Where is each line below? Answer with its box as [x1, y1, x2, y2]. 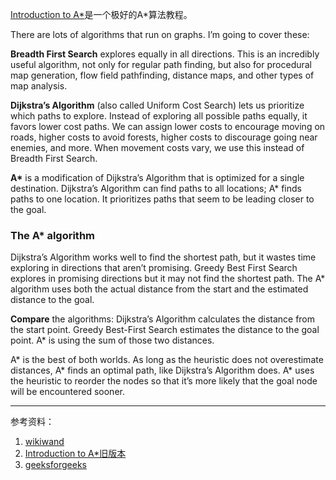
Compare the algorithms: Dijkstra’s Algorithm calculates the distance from [10, 313, 316, 325]
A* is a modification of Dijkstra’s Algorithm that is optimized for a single [10, 172, 305, 183]
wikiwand [24, 436, 65, 448]
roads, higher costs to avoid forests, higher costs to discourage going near [10, 131, 318, 143]
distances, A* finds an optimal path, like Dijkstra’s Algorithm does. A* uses [10, 364, 315, 377]
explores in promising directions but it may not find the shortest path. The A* [10, 273, 326, 285]
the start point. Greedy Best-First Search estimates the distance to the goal [10, 324, 320, 336]
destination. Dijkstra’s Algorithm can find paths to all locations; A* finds [10, 183, 302, 194]
